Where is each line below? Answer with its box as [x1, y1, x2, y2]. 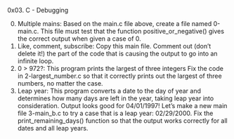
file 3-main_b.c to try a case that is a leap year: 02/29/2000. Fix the [17, 109, 214, 117]
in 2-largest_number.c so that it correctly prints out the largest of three [17, 72, 223, 80]
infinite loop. [17, 57, 54, 65]
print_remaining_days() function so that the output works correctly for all [17, 117, 228, 125]
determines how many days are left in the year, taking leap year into [17, 94, 214, 102]
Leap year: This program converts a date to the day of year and [17, 87, 202, 95]
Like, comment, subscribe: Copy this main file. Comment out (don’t [17, 42, 212, 50]
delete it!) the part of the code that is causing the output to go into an [17, 49, 218, 58]
